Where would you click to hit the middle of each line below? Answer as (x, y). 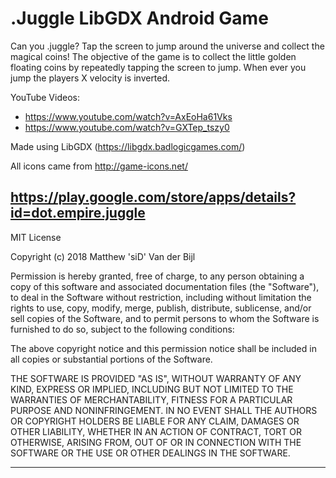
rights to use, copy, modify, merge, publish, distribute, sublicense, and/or (161, 308)
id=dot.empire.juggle (78, 213)
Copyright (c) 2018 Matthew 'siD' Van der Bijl (103, 256)
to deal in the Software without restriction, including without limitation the (161, 297)
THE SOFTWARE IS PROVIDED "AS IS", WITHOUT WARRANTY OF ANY (156, 378)
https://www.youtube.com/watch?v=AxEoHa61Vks (128, 116)
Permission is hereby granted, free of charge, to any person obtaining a (157, 276)
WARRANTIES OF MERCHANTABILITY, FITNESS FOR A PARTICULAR (151, 399)
